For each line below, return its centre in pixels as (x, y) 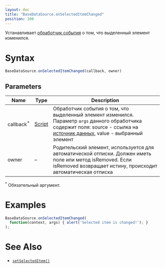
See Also (24, 247)
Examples (26, 205)
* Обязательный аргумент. (33, 184)
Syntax (20, 58)
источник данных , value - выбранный (98, 133)
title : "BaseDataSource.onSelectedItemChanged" (55, 14)
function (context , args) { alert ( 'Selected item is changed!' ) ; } (79, 223)
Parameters (23, 86)
